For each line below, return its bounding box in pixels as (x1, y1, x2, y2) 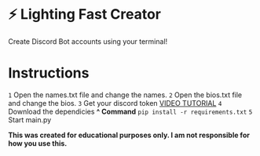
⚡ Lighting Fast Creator (8, 5, 161, 24)
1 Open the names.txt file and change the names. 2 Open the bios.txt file (8, 90, 243, 100)
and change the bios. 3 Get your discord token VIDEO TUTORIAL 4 (8, 98, 222, 107)
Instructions (8, 64, 90, 82)
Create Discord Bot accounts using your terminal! (8, 36, 168, 46)
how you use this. (8, 138, 68, 148)
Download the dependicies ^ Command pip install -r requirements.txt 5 (8, 107, 253, 116)
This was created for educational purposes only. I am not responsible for (8, 130, 250, 140)
